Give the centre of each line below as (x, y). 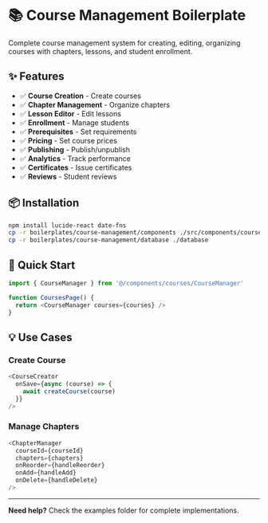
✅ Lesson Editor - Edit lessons (71, 113)
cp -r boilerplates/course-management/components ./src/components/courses (137, 233)
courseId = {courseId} (49, 450)
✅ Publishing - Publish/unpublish (75, 149)
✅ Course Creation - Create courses (81, 96)
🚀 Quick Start (42, 265)
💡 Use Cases (41, 337)
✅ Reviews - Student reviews (68, 176)
